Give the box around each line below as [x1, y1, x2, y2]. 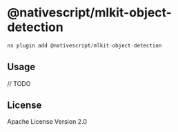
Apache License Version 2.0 [7, 118, 88, 126]
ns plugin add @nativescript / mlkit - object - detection [7, 42, 162, 49]
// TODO [7, 79, 31, 87]
